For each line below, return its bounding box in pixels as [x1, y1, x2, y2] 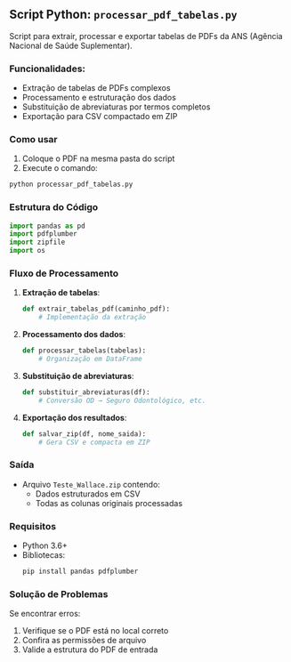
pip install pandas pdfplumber [21, 567, 139, 576]
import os [9, 246, 46, 255]
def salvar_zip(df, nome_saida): [21, 429, 147, 439]
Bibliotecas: [21, 549, 66, 560]
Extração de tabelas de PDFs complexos [21, 83, 171, 93]
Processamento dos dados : [21, 329, 126, 340]
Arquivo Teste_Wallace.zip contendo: [21, 479, 160, 489]
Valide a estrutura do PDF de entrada [21, 644, 158, 655]
